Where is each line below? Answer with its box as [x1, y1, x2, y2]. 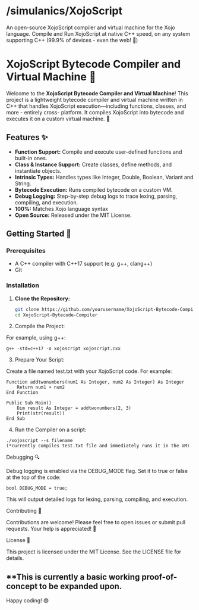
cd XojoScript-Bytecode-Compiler [14, 312, 98, 318]
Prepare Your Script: [14, 356, 65, 363]
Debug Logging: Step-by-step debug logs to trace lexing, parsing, [14, 192, 178, 200]
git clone [14, 306, 40, 312]
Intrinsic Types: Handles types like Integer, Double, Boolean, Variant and [14, 173, 194, 180]
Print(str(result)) [17, 410, 65, 416]
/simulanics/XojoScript [6, 4, 123, 18]
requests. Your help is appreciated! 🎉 [6, 525, 97, 533]
